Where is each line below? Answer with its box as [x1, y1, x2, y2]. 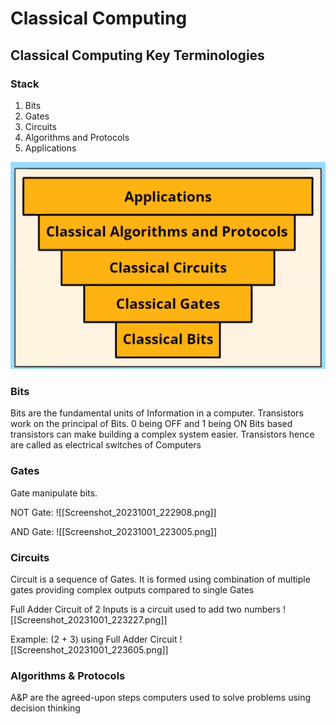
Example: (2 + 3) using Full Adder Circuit [10, 633, 178, 646]
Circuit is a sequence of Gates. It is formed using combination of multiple [10, 573, 311, 586]
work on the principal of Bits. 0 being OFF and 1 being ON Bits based [10, 418, 293, 430]
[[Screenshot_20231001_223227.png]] [10, 614, 168, 626]
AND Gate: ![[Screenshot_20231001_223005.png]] [10, 525, 217, 537]
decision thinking [10, 702, 81, 714]
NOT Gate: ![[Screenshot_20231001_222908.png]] [10, 506, 217, 518]
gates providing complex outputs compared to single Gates [10, 584, 255, 596]
